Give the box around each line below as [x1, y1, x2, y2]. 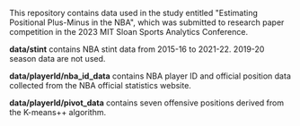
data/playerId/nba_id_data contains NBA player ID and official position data [9, 71, 292, 81]
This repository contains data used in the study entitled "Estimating [9, 8, 259, 18]
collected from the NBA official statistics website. [9, 80, 191, 90]
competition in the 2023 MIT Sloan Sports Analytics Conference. [9, 27, 249, 37]
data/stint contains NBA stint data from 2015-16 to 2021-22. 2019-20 [9, 44, 265, 55]
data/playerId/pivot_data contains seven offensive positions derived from [9, 97, 285, 108]
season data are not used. [9, 54, 106, 63]
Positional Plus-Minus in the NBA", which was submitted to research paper [9, 17, 285, 28]
